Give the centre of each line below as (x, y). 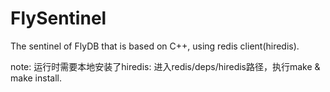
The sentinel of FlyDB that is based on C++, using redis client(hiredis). (155, 46)
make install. (36, 78)
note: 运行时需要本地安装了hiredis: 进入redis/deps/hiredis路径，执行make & (165, 66)
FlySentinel (58, 18)
